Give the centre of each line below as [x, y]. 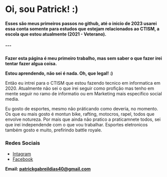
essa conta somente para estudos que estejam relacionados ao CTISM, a [82, 29]
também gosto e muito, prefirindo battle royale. [54, 130]
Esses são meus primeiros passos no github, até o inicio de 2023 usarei [81, 23]
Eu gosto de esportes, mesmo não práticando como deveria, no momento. [82, 108]
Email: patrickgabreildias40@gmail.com [48, 169]
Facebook [23, 159]
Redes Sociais [23, 143]
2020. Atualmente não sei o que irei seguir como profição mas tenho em [79, 88]
